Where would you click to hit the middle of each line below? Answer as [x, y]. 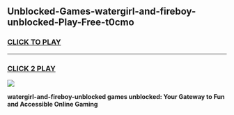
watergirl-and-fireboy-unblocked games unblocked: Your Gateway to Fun [116, 96]
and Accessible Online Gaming [53, 104]
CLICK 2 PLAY [31, 68]
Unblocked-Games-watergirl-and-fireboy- [102, 11]
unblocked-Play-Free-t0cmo [71, 23]
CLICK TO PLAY [34, 43]
